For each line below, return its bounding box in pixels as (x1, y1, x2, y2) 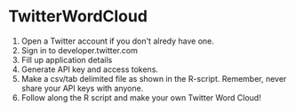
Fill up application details (20, 54, 113, 65)
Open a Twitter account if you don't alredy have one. (20, 36, 215, 46)
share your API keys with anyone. (20, 83, 144, 93)
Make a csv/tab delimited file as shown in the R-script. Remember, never (20, 73, 287, 84)
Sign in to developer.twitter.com (20, 44, 139, 55)
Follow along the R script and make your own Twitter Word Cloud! (20, 92, 261, 103)
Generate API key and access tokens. (20, 64, 159, 75)
